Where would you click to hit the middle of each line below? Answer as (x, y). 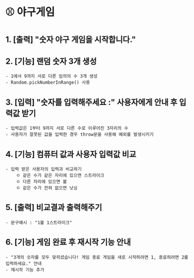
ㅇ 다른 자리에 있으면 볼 (41, 182)
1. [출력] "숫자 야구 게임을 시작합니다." (71, 39)
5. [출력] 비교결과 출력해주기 (54, 207)
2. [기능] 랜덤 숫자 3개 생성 (51, 61)
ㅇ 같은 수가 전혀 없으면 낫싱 (47, 188)
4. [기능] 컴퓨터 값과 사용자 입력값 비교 (71, 154)
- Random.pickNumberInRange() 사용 (48, 83)
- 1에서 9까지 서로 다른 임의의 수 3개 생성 (51, 76)
